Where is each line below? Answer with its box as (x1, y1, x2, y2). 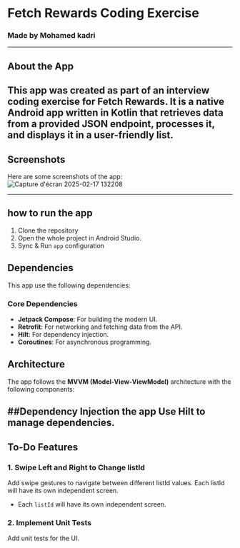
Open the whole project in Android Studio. (17, 233, 141, 242)
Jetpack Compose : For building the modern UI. (17, 315, 158, 323)
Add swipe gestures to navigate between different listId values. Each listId (7, 478, 225, 487)
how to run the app (7, 207, 93, 219)
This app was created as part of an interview (7, 84, 210, 97)
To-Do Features (7, 441, 79, 453)
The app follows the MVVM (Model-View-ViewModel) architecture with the (7, 377, 231, 386)
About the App (7, 60, 74, 72)
